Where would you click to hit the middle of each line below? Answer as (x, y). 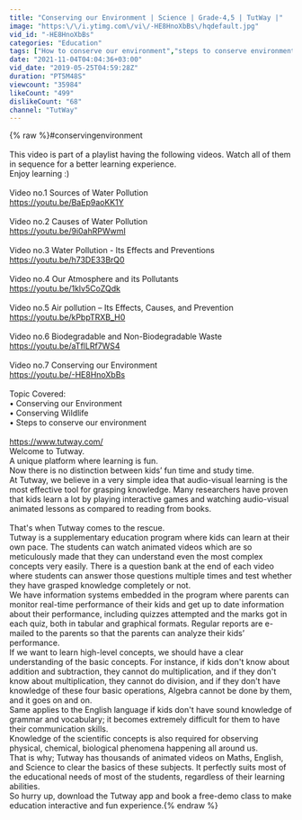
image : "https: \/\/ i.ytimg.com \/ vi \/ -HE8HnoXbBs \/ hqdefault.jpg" (134, 26)
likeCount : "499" (42, 93)
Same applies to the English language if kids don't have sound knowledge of (151, 710)
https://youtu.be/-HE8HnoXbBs (67, 375)
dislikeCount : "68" (46, 101)
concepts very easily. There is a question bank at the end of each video (142, 566)
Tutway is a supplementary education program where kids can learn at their (150, 538)
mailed (22, 633)
